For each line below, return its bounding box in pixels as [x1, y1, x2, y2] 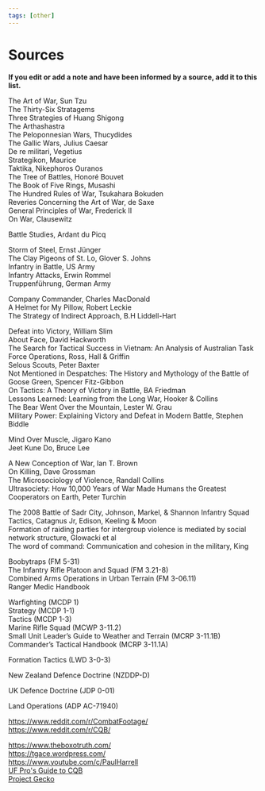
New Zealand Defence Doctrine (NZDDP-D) [8, 670, 151, 680]
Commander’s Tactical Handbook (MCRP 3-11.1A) [8, 639, 169, 649]
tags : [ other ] [8, 11, 56, 20]
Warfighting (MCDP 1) [8, 597, 79, 607]
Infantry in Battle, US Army [8, 261, 95, 271]
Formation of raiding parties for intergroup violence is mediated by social [8, 524, 247, 534]
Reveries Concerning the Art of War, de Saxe [8, 197, 155, 206]
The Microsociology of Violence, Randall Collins [8, 475, 165, 484]
